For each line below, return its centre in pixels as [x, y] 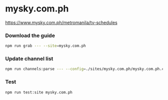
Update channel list [29, 59]
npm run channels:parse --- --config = [45, 69]
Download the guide [30, 35]
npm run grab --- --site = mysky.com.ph [45, 46]
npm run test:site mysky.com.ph [39, 92]
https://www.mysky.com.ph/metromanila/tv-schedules [61, 22]
